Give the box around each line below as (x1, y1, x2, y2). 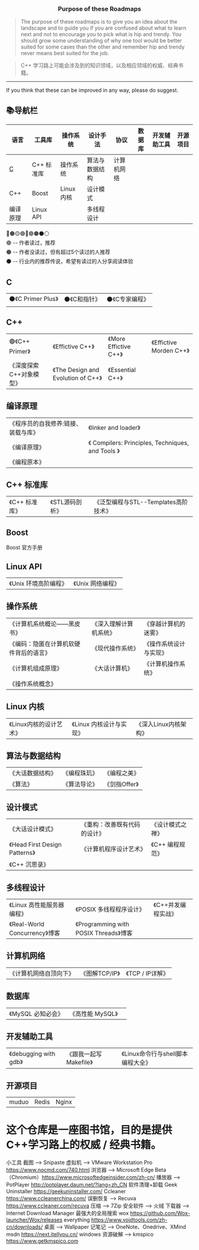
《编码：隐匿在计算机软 (9, 639, 75, 648)
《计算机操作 (143, 659, 179, 668)
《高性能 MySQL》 (69, 1009, 118, 1018)
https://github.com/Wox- (130, 1210, 191, 1217)
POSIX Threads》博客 (75, 929, 133, 937)
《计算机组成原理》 (9, 664, 63, 672)
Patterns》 (9, 849, 36, 857)
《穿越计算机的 (143, 620, 185, 628)
